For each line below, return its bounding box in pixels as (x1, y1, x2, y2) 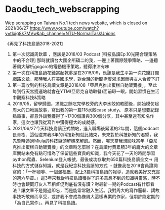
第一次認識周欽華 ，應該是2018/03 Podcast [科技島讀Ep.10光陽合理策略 (12, 51, 157, 57)
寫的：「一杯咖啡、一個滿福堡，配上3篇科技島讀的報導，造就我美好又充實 (12, 168, 161, 174)
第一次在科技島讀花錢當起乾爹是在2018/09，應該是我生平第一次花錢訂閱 (12, 69, 160, 75)
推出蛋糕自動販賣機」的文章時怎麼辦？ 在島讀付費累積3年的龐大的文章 (16, 144, 158, 150)
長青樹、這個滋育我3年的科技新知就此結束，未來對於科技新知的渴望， (12, 131, 154, 137)
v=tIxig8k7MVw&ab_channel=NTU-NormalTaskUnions (5, 30, 116, 36)
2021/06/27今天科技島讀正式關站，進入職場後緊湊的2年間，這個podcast (12, 125, 159, 131)
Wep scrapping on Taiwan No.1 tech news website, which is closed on (5, 20, 148, 26)
